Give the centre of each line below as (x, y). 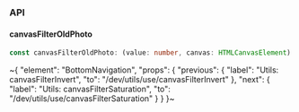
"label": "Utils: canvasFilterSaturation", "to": (90, 89)
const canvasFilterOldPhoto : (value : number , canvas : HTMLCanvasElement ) (150, 53)
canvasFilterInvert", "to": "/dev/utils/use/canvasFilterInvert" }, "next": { (140, 79)
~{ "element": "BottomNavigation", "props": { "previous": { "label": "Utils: (144, 70)
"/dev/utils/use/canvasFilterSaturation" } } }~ (92, 99)
